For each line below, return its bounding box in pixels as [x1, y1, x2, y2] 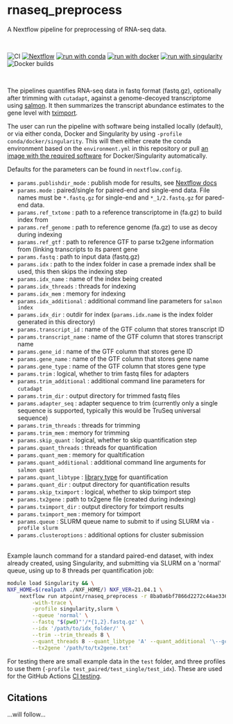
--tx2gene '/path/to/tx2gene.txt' [32, 644, 132, 652]
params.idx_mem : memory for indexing [17, 289, 126, 298]
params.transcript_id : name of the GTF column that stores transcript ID [17, 325, 225, 333]
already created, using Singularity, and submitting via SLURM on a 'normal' [7, 558, 222, 567]
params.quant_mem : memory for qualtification [17, 451, 145, 459]
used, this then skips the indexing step [17, 267, 128, 275]
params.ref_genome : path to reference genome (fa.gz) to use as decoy [17, 223, 218, 231]
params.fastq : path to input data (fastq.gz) [17, 252, 140, 261]
